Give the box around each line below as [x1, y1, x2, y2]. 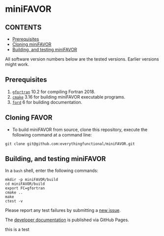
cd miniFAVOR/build [5, 181, 45, 187]
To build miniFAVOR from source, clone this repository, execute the [12, 127, 148, 133]
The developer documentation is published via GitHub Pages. [5, 217, 129, 223]
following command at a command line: [12, 132, 92, 137]
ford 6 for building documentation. [12, 99, 82, 105]
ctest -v [5, 199, 23, 204]
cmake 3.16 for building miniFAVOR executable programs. [12, 94, 126, 100]
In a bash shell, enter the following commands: [5, 168, 98, 173]
